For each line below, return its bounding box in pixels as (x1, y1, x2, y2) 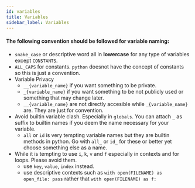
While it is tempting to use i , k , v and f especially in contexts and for (14, 150, 180, 157)
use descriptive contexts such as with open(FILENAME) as (23, 169, 162, 176)
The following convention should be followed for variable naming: (6, 37, 170, 45)
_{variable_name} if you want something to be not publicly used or (23, 88, 184, 95)
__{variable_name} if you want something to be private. (23, 81, 157, 88)
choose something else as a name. (23, 144, 108, 151)
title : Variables (6, 14, 49, 20)
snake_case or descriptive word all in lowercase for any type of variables (14, 50, 190, 57)
